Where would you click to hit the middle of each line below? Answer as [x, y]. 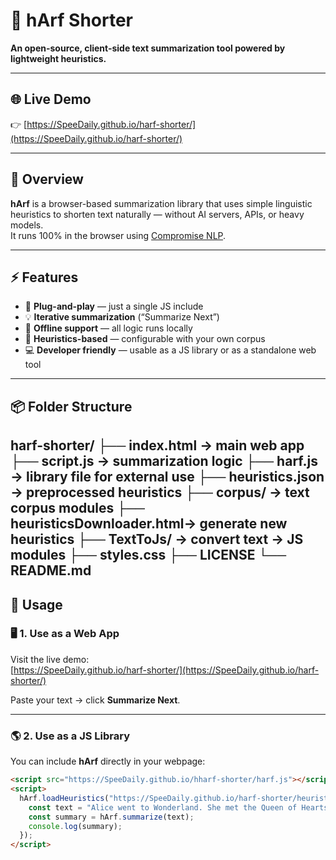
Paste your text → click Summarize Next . [95, 700]
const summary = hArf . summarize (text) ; [111, 817]
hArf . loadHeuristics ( [64, 798]
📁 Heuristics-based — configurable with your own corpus [145, 339]
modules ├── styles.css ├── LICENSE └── [148, 555]
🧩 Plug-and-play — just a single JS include [114, 306]
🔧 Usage [36, 604]
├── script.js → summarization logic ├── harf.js [164, 461]
